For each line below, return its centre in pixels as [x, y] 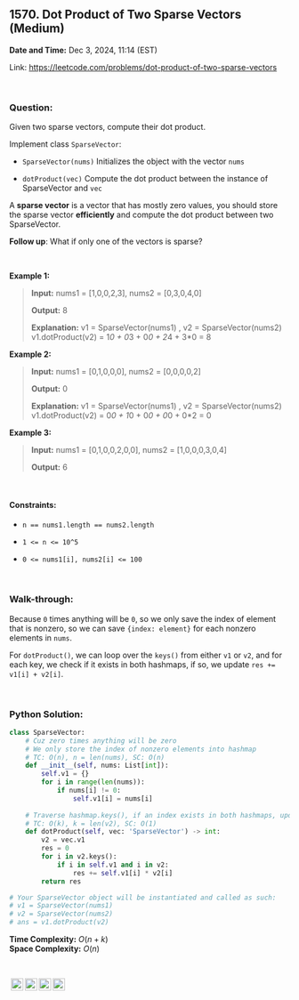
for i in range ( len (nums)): [93, 782]
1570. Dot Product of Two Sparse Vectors [125, 15]
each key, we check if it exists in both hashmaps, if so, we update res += [142, 664]
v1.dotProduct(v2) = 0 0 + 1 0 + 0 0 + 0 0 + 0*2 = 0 [121, 415]
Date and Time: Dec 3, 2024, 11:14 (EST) [84, 50]
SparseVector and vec [62, 188]
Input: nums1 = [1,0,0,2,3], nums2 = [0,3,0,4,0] [116, 294]
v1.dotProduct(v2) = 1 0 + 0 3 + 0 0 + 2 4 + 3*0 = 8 [121, 337]
